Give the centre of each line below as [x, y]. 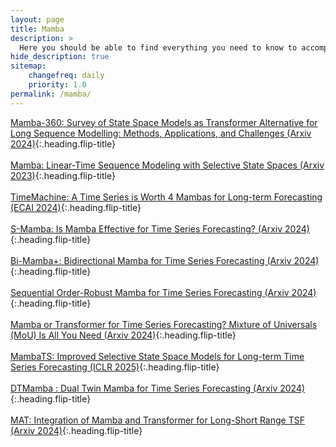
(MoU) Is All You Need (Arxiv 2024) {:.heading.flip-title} [123, 335]
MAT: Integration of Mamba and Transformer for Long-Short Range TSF [157, 420]
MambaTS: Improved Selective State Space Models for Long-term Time [157, 356]
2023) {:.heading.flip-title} [63, 175]
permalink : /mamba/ [51, 94]
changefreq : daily [66, 76]
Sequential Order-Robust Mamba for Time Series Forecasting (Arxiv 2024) [163, 292]
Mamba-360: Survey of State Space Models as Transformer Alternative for [164, 122]
